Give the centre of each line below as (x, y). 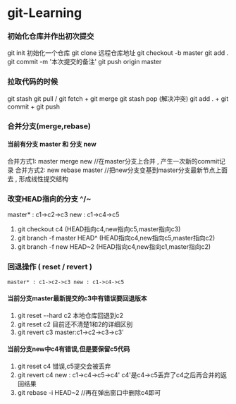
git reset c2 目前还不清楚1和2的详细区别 (75, 324)
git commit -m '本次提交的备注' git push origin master (85, 62)
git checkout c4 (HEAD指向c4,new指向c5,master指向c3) (99, 229)
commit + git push (34, 106)
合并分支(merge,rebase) (49, 126)
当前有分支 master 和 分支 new (52, 144)
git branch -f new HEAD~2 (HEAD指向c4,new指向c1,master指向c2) (114, 247)
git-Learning (45, 13)
